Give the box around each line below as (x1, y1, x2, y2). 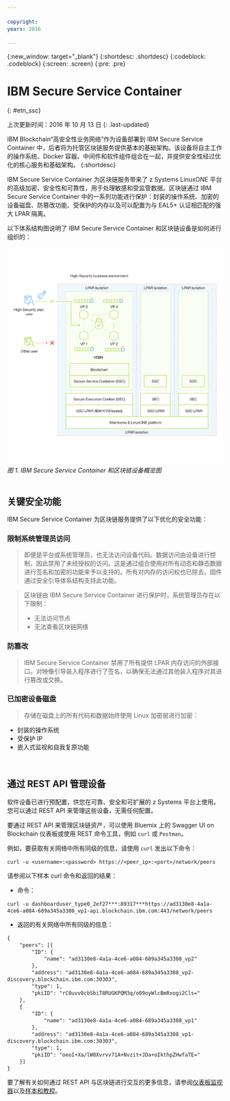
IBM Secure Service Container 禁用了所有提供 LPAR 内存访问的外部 (23, 658, 214, 666)
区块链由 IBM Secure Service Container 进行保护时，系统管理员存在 (23, 591, 215, 599)
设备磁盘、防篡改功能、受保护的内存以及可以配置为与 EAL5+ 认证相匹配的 (7, 201, 216, 209)
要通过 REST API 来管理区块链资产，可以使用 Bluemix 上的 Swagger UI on (7, 821, 214, 829)
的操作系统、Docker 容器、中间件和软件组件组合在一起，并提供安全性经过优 (7, 152, 221, 160)
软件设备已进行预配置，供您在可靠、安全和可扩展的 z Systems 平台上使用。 (7, 797, 220, 806)
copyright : (7, 18, 38, 25)
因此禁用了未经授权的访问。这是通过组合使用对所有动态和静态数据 (36, 559, 222, 568)
